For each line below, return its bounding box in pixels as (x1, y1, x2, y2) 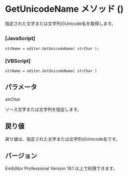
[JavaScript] (5, 35, 36, 42)
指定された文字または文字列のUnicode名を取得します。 (5, 21, 116, 26)
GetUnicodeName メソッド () (5, 3, 124, 15)
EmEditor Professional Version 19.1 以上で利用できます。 (5, 166, 118, 172)
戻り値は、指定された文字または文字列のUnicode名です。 (5, 136, 120, 142)
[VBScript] (5, 57, 31, 64)
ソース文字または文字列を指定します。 (5, 106, 82, 112)
